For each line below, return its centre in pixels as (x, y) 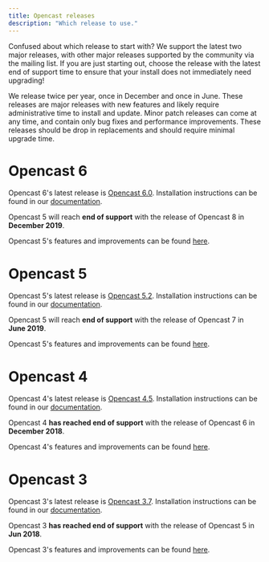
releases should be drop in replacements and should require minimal (122, 130)
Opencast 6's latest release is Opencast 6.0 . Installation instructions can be (133, 193)
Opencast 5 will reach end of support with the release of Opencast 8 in (126, 217)
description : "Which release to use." (73, 23)
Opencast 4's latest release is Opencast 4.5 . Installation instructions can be (133, 399)
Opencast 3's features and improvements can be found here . (109, 550)
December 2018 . (37, 431)
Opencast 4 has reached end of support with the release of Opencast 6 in (132, 423)
